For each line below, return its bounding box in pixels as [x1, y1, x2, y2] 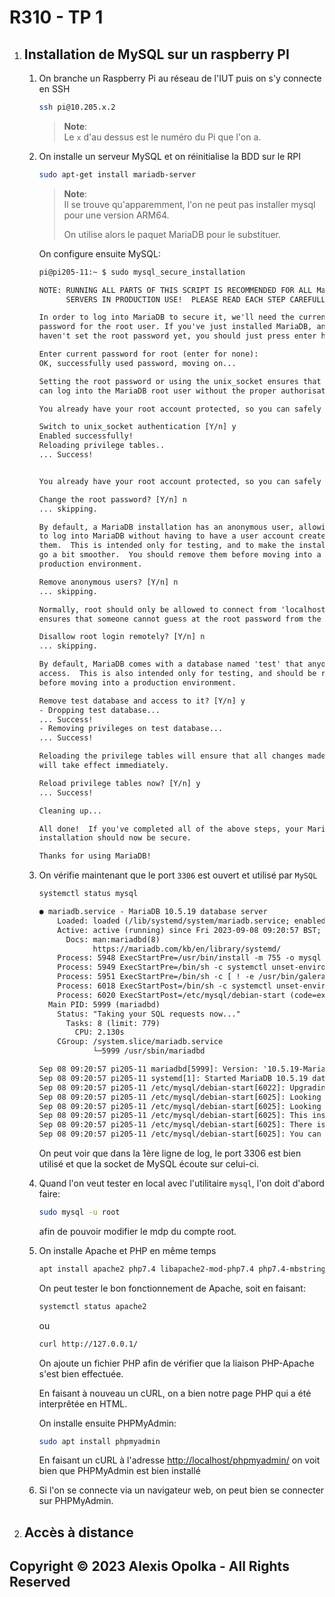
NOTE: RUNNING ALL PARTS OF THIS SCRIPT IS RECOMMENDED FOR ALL [38, 285, 313, 295]
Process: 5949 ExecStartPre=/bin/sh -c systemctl [57, 962, 268, 973]
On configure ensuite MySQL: [38, 247, 162, 260]
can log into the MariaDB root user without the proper [38, 386, 277, 396]
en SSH [38, 83, 71, 95]
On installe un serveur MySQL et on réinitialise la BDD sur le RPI [38, 150, 302, 162]
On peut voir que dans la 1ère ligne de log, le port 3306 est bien [38, 1147, 302, 1159]
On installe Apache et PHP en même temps [38, 1244, 217, 1256]
